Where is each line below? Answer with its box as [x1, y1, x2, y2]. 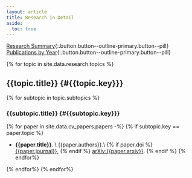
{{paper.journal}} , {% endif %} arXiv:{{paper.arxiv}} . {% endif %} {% [14, 148, 186, 155]
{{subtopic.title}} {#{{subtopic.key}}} [6, 109, 120, 117]
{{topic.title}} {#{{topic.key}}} [6, 78, 124, 88]
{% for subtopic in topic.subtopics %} [6, 94, 100, 102]
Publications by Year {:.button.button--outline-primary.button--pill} [6, 49, 171, 56]
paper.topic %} [6, 130, 44, 137]
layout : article [6, 8, 47, 15]
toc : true [11, 25, 36, 32]
